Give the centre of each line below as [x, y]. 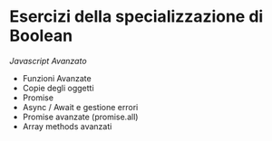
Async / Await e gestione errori [80, 107]
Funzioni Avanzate [57, 78]
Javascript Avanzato [49, 61]
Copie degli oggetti [58, 88]
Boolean [41, 36]
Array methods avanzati [67, 126]
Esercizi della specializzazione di [136, 17]
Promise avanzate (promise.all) [80, 117]
